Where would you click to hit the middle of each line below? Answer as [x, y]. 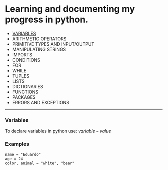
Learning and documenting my [70, 9]
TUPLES [21, 76]
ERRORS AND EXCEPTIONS [41, 102]
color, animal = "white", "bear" [40, 163]
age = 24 [14, 159]
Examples [17, 144]
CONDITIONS [26, 60]
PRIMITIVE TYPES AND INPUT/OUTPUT [53, 44]
